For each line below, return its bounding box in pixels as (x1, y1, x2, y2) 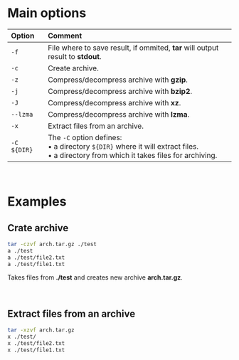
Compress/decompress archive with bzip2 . (48, 86, 193, 96)
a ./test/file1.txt (7, 260, 65, 268)
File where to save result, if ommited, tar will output (48, 43, 219, 53)
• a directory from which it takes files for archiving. (48, 150, 218, 160)
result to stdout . (48, 51, 102, 61)
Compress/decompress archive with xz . (48, 97, 181, 107)
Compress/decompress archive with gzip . (48, 75, 188, 85)
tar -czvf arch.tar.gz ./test (7, 240, 97, 248)
